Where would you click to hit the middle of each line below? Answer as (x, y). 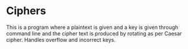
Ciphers (26, 11)
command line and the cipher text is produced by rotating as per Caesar (94, 33)
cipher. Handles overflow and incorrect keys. (61, 40)
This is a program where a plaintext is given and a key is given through (92, 27)
